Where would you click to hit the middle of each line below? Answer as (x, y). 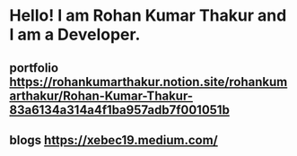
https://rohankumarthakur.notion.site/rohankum (148, 82)
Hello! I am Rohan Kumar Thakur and (148, 16)
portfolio (34, 68)
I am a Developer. (75, 35)
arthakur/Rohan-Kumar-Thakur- (101, 95)
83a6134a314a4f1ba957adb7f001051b (120, 110)
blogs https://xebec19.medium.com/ (114, 140)
